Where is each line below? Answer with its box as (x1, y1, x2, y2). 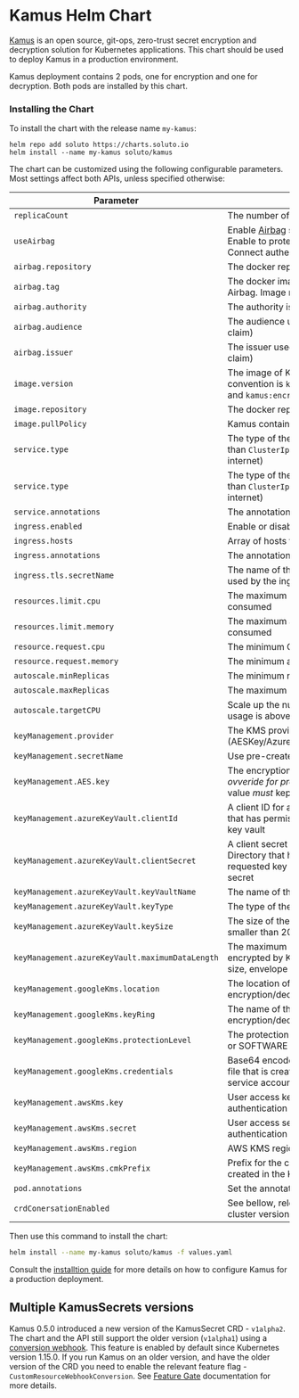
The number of (227, 210, 290, 222)
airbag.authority (13, 302, 87, 312)
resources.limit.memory (13, 621, 115, 632)
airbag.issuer (13, 348, 74, 358)
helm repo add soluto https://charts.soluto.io (9, 140, 190, 150)
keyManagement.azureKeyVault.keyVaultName (13, 887, 197, 897)
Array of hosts (227, 535, 287, 547)
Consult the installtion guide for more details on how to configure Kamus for (9, 1264, 287, 1275)
